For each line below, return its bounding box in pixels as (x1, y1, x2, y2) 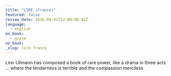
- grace (10, 36, 27, 41)
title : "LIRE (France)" (5, 7, 56, 13)
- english (10, 27, 31, 32)
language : (5, 21, 27, 27)
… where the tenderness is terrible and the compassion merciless (5, 65, 143, 71)
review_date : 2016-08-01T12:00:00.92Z (5, 17, 88, 22)
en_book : (5, 31, 24, 36)
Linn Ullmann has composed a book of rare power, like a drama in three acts (5, 59, 166, 65)
